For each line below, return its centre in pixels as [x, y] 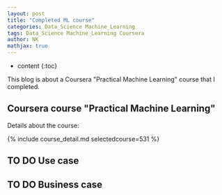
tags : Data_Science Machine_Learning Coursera [76, 33]
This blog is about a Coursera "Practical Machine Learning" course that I [111, 79]
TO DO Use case [43, 161]
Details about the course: [43, 125]
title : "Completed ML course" [51, 20]
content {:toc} [37, 66]
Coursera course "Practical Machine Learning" [111, 109]
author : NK [23, 40]
